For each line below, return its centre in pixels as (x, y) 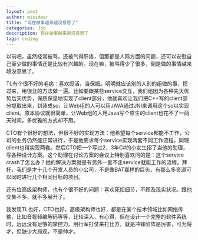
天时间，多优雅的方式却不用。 (42, 120)
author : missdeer (27, 17)
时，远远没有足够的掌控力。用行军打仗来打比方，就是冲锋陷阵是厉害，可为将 (99, 224)
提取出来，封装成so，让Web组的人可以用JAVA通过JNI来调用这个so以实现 (100, 106)
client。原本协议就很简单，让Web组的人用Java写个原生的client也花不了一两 (98, 113)
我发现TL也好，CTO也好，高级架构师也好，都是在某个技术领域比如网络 (92, 209)
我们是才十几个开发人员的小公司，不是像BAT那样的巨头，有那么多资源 (101, 169)
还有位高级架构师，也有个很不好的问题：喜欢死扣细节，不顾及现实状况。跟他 (99, 189)
